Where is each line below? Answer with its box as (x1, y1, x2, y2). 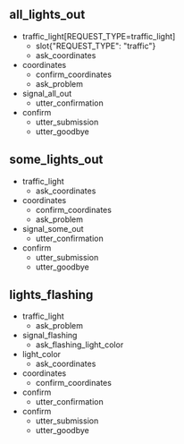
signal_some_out (21, 223, 84, 234)
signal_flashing (21, 330, 78, 341)
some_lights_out (9, 152, 104, 167)
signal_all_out (21, 88, 72, 98)
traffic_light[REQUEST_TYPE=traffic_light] (21, 30, 176, 41)
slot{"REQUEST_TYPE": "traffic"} (35, 40, 156, 51)
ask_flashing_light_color (35, 339, 124, 350)
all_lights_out (9, 7, 86, 22)
